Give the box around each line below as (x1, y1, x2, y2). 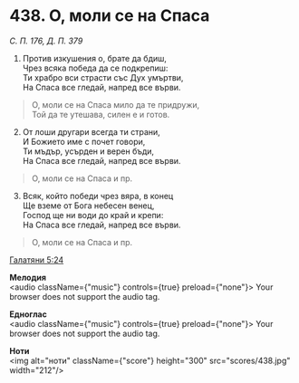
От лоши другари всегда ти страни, (22, 126, 160, 137)
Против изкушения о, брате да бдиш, (22, 53, 168, 63)
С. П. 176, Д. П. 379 (9, 35, 83, 46)
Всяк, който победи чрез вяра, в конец (22, 190, 174, 201)
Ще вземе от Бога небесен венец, (22, 200, 155, 211)
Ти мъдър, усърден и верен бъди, (22, 146, 155, 157)
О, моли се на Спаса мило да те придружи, (31, 99, 200, 110)
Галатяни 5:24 (9, 254, 64, 265)
